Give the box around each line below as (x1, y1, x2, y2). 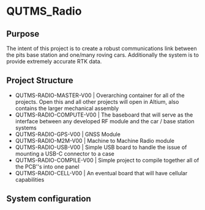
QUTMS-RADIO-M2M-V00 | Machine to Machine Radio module (15, 137, 175, 144)
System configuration (6, 194, 91, 204)
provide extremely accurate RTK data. (6, 58, 102, 65)
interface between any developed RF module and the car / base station (15, 117, 195, 125)
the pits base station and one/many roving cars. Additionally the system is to (6, 51, 199, 59)
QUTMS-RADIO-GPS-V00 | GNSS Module (15, 130, 121, 138)
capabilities (15, 176, 45, 183)
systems (15, 124, 37, 131)
